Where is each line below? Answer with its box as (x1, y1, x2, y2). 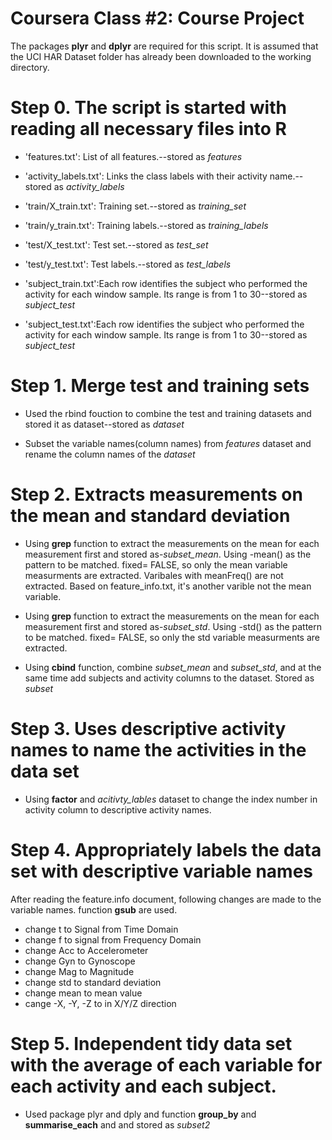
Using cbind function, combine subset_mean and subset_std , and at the (24, 661, 322, 673)
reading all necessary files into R (10, 118, 287, 141)
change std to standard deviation (24, 976, 162, 988)
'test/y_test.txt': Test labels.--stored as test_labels (24, 258, 232, 270)
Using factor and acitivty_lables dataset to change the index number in (24, 793, 318, 805)
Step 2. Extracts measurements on (10, 483, 303, 506)
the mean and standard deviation (10, 505, 291, 527)
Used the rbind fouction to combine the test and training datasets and (24, 407, 312, 419)
